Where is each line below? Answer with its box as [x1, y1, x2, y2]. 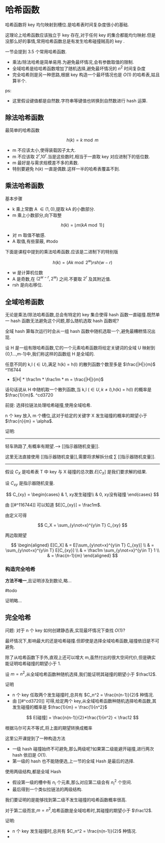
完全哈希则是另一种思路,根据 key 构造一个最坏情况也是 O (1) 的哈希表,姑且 [12, 72, 160, 78]
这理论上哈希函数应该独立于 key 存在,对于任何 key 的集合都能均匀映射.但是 [5, 32, 156, 38]
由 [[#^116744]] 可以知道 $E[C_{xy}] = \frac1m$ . [5, 502, 102, 508]
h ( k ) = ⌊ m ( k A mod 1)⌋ [60, 222, 105, 228]
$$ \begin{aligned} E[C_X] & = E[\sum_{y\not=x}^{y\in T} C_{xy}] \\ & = [11, 542, 154, 548]
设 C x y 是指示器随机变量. [5, 480, 55, 487]
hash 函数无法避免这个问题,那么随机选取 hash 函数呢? [10, 318, 119, 324]
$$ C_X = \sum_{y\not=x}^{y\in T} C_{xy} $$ [37, 522, 128, 528]
